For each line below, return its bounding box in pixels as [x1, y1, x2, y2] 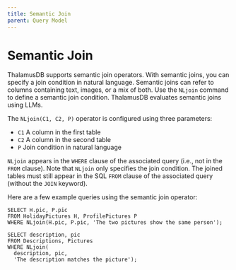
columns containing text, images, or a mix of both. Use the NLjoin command [7, 86, 229, 94]
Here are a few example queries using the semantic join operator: [7, 193, 198, 201]
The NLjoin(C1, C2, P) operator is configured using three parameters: [7, 115, 213, 123]
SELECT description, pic [7, 231, 81, 239]
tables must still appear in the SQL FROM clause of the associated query [7, 172, 213, 180]
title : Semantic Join [7, 10, 71, 18]
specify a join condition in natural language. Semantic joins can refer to [7, 78, 214, 87]
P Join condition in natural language [17, 143, 122, 152]
